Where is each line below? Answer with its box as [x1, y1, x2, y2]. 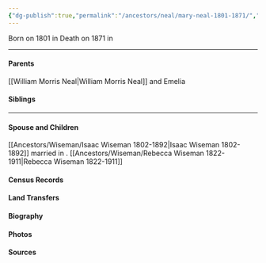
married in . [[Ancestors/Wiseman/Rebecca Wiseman [30, 148, 204, 158]
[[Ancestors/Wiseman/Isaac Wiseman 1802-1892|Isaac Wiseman [8, 140, 220, 150]
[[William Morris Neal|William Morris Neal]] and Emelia [8, 76, 186, 86]
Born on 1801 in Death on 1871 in [8, 33, 113, 43]
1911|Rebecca [8, 157, 53, 166]
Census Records [8, 175, 64, 185]
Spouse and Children [8, 122, 79, 131]
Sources [8, 247, 37, 257]
